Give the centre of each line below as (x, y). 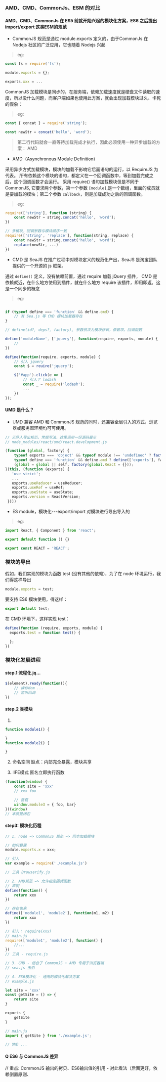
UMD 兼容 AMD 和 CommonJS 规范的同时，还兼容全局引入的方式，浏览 (85, 422)
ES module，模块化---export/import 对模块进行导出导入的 (71, 511)
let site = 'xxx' (23, 990)
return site (26, 999)
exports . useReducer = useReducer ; (47, 483)
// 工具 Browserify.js (28, 872)
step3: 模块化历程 (23, 826)
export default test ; (27, 609)
